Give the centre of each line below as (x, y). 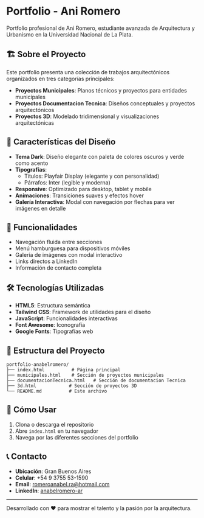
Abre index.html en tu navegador (57, 431)
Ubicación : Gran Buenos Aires (53, 471)
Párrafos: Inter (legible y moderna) (67, 182)
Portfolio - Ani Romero (63, 11)
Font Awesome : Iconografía (50, 325)
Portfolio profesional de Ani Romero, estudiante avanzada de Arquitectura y (101, 28)
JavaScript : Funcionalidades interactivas (66, 318)
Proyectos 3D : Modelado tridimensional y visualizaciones (87, 116)
